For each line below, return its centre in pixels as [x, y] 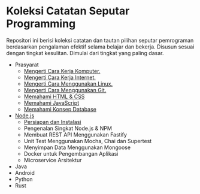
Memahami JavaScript [51, 102]
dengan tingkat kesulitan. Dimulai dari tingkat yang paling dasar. [85, 53]
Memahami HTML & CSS [54, 96]
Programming [41, 24]
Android [25, 172]
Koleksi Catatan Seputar [68, 11]
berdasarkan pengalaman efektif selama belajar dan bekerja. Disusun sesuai [100, 47]
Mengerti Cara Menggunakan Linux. [68, 84]
